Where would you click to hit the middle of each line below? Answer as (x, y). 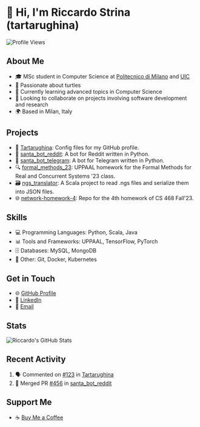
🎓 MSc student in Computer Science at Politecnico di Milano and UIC (102, 76)
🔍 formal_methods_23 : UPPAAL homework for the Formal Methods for (103, 167)
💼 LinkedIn (28, 300)
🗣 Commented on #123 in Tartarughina (64, 374)
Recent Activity (36, 359)
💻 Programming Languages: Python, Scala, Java (76, 232)
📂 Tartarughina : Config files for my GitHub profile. (77, 147)
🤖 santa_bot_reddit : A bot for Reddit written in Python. (82, 154)
